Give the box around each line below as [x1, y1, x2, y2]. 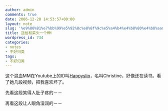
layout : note [5, 21, 32, 26]
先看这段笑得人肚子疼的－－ [5, 89, 62, 95]
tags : [5, 53, 16, 59]
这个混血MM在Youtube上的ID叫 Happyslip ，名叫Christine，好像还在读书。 [5, 73, 157, 79]
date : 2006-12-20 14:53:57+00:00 [5, 16, 75, 21]
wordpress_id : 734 [5, 35, 43, 40]
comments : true [5, 12, 37, 17]
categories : [5, 40, 30, 45]
